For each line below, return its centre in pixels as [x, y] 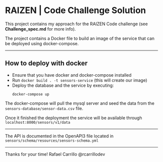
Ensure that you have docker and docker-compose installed [72, 75]
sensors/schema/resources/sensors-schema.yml [52, 141]
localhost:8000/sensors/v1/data [38, 122]
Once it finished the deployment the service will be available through [73, 118]
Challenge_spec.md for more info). [41, 29]
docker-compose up [31, 94]
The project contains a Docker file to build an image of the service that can [80, 38]
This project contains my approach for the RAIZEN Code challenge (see [76, 24]
